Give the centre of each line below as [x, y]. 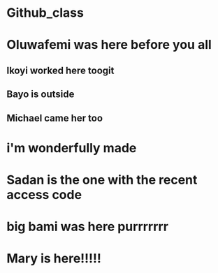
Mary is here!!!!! [54, 259]
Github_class [45, 13]
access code [44, 194]
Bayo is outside [41, 95]
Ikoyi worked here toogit [60, 70]
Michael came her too [54, 118]
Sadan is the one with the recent [102, 180]
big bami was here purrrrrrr [88, 227]
